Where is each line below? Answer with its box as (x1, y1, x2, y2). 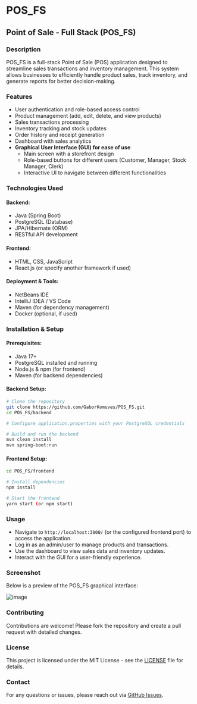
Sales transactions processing (14, 118, 89, 126)
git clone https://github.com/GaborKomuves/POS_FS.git (6, 404, 145, 410)
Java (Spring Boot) (14, 212, 61, 219)
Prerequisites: (6, 340, 42, 347)
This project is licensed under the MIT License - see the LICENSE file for (6, 656, 183, 664)
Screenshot (6, 568, 40, 577)
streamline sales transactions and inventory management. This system (6, 65, 179, 72)
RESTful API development (14, 231, 79, 238)
